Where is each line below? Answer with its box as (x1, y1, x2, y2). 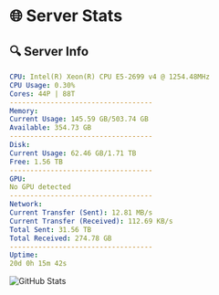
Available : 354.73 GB (9, 123, 92, 132)
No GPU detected (9, 183, 71, 192)
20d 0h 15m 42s (9, 259, 68, 269)
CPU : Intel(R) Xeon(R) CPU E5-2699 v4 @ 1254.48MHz (9, 72, 210, 81)
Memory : (9, 106, 39, 115)
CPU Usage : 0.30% (9, 80, 76, 90)
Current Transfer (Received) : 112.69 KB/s (9, 216, 173, 226)
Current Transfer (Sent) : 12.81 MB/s (9, 208, 153, 217)
